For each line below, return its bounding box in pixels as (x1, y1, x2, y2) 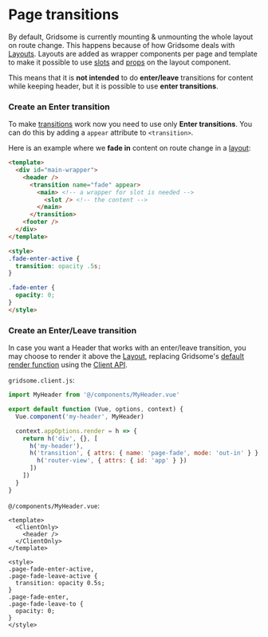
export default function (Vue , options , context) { (8, 405, 183, 414)
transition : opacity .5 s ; (15, 261, 102, 270)
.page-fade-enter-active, (8, 564, 94, 573)
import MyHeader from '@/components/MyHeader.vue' (8, 391, 180, 399)
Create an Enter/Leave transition (8, 324, 137, 336)
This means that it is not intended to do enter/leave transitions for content (8, 73, 254, 82)
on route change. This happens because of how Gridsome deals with (8, 40, 235, 49)
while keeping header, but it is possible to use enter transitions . (8, 81, 219, 91)
